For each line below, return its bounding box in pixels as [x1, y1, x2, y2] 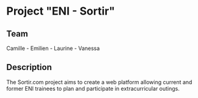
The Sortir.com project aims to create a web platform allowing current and [6, 78, 193, 86]
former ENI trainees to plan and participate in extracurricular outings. [6, 85, 180, 92]
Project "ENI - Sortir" [6, 4, 115, 18]
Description [6, 62, 52, 72]
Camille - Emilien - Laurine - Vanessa [6, 44, 100, 52]
